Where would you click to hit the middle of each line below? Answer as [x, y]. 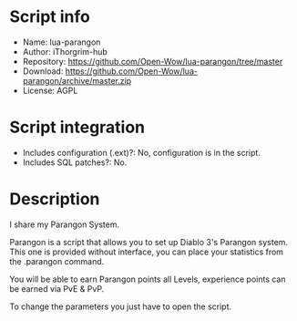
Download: [43, 71]
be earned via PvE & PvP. [57, 288]
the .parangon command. [57, 261]
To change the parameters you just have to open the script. [121, 306]
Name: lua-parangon [61, 42]
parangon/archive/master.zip [77, 80]
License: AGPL [50, 90]
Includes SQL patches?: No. [75, 162]
